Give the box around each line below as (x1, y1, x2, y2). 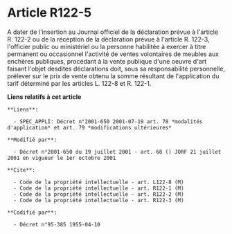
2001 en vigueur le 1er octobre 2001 (7, 154, 116, 161)
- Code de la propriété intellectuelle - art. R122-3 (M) (13, 197, 185, 204)
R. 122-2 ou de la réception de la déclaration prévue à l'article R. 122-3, (7, 35, 210, 43)
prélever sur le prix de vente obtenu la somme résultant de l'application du (7, 71, 220, 80)
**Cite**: (7, 166, 36, 174)
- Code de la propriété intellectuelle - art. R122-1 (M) (13, 185, 185, 192)
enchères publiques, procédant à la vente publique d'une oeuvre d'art (7, 57, 207, 65)
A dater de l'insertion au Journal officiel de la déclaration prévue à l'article (7, 28, 219, 36)
